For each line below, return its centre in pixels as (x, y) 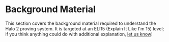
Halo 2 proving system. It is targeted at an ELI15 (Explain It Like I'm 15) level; (85, 28)
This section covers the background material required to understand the (81, 23)
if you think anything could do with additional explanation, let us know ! (79, 34)
